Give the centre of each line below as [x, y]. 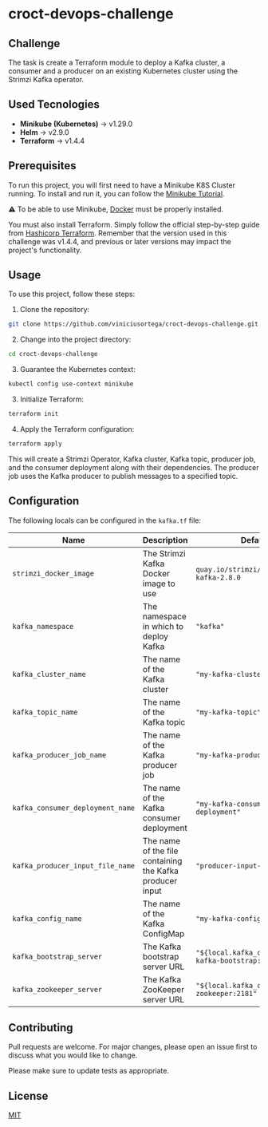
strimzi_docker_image [53, 573]
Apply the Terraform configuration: [77, 429]
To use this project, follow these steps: [72, 294]
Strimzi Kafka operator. [46, 79]
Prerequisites [42, 166]
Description [165, 540]
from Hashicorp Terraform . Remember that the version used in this [118, 233]
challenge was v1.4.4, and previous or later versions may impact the [120, 241]
